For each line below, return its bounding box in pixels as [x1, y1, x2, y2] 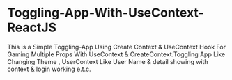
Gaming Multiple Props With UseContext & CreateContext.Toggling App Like [7, 50, 226, 58]
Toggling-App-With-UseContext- [7, 5, 204, 21]
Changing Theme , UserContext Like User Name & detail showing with [7, 57, 208, 65]
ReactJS [7, 19, 57, 35]
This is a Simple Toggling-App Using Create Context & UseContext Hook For [7, 42, 226, 51]
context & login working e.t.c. [7, 65, 92, 73]
